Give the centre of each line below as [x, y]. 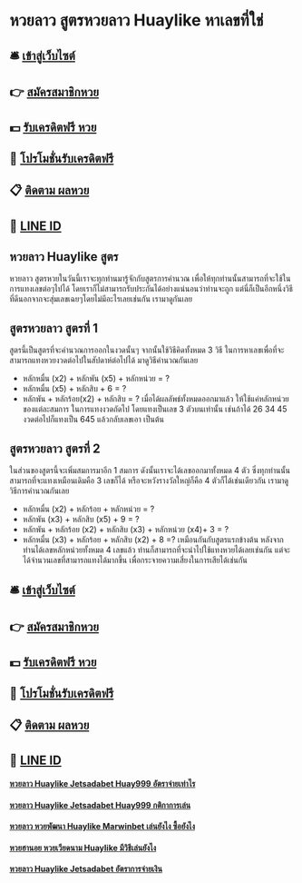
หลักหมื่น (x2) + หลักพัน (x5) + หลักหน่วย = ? [96, 379]
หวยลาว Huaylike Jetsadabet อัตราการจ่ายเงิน [86, 869]
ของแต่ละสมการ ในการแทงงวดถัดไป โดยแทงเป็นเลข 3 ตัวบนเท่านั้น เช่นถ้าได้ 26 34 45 [155, 409]
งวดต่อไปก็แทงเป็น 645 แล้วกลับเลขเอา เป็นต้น [93, 420]
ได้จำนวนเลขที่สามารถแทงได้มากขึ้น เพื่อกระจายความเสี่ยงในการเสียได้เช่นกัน [135, 560]
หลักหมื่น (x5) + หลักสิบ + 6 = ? [74, 389]
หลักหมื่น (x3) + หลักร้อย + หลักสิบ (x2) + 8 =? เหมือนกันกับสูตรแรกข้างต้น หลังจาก [153, 539]
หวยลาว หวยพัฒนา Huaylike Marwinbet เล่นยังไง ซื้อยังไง [102, 827]
